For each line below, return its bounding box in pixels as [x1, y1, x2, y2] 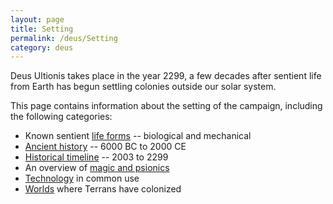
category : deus [10, 42, 74, 53]
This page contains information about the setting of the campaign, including [10, 100, 323, 112]
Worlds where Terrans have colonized [24, 183, 182, 195]
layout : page [10, 14, 65, 25]
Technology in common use [24, 172, 140, 185]
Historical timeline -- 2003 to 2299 [24, 151, 169, 163]
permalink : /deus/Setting [10, 33, 118, 43]
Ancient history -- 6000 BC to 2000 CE [24, 141, 187, 153]
